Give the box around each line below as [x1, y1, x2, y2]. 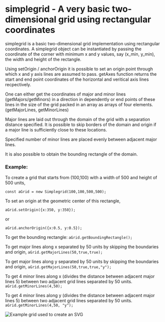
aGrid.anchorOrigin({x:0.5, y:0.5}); [5, 225, 82, 231]
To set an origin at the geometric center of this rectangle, [5, 198, 121, 204]
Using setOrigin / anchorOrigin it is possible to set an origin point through [5, 65, 153, 72]
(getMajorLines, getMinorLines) [5, 107, 69, 113]
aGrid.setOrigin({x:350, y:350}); [5, 208, 76, 213]
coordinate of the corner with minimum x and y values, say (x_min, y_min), [5, 51, 156, 57]
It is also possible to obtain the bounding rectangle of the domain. [5, 151, 138, 157]
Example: [5, 163, 28, 170]
